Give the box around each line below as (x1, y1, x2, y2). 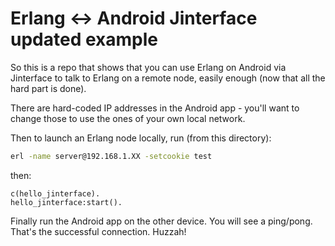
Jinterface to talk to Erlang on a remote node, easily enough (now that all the (10, 72, 326, 84)
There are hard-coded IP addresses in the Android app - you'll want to (10, 102, 300, 114)
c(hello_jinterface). (10, 188, 101, 199)
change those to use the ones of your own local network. (10, 112, 246, 124)
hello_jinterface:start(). (10, 197, 123, 207)
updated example (10, 28, 158, 51)
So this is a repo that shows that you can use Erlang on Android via (10, 61, 287, 73)
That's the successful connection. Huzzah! (10, 225, 187, 237)
